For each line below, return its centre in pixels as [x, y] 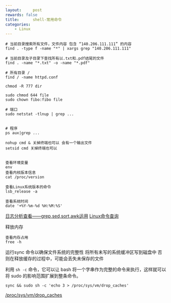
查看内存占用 [17, 238]
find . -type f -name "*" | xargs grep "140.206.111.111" [68, 49]
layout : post [24, 10]
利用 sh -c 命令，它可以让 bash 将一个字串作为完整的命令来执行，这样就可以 [86, 270]
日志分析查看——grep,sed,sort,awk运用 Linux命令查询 [62, 216]
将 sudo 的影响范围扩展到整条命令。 [43, 276]
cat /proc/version [25, 177]
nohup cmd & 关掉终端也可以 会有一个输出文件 [49, 143]
